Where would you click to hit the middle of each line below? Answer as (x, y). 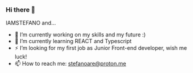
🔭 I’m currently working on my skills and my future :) (80, 35)
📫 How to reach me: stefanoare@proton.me (70, 64)
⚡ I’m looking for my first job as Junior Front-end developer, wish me (101, 48)
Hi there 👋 (21, 10)
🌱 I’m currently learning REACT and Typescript (73, 41)
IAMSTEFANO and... (31, 23)
